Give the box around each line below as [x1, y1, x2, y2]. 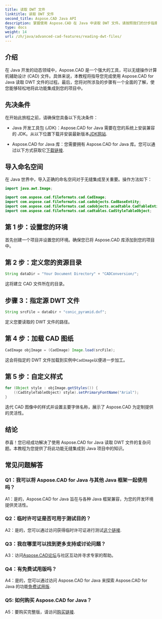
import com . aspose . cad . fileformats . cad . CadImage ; [5, 195, 107, 200]
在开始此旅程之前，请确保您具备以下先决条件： [5, 114, 98, 120]
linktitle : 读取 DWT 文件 [5, 12, 54, 16]
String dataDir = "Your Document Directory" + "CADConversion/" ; [5, 272, 139, 277]
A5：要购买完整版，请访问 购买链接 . [5, 609, 76, 615]
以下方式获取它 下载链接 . [16, 147, 64, 153]
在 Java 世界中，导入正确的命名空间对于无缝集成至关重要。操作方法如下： [5, 176, 152, 182]
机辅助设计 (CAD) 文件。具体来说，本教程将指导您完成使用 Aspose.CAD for [5, 73, 154, 79]
